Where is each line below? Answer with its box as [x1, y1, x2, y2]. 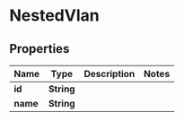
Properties [9, 41, 70, 56]
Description [83, 68, 136, 80]
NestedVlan [9, 5, 101, 26]
